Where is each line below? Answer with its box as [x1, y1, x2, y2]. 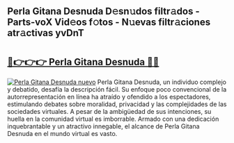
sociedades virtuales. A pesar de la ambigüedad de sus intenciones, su [7, 108, 212, 115]
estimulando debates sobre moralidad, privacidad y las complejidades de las [7, 100, 227, 108]
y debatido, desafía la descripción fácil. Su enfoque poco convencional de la [7, 85, 227, 93]
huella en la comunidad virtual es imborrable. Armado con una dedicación [7, 115, 219, 123]
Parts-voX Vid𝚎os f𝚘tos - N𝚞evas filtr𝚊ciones [7, 17, 211, 28]
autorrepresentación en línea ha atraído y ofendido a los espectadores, [7, 93, 211, 101]
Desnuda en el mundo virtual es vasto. [7, 130, 118, 137]
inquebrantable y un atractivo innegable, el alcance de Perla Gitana [7, 122, 200, 131]
